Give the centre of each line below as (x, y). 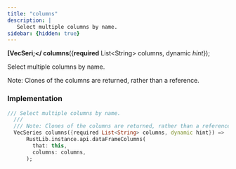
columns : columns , (59, 152)
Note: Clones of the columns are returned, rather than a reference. (104, 81)
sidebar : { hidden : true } (44, 33)
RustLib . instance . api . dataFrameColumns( (86, 140)
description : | (29, 20)
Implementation (35, 99)
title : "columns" (33, 14)
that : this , (50, 146)
